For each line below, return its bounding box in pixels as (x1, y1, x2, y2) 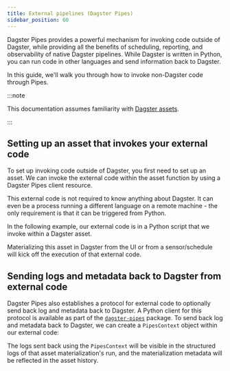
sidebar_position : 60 (7, 16, 69, 23)
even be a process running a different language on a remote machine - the (7, 202, 218, 210)
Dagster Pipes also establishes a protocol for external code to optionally (7, 300, 211, 308)
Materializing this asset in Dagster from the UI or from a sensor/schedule (7, 243, 213, 251)
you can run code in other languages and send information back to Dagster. (7, 57, 221, 65)
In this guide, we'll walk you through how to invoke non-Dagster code (7, 70, 204, 79)
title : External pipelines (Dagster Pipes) (7, 10, 134, 17)
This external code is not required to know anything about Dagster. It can (7, 194, 214, 203)
